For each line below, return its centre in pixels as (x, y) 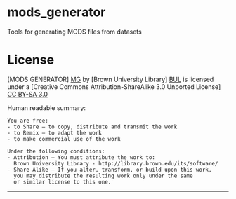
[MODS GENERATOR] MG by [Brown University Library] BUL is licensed (111, 79)
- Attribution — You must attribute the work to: (81, 157)
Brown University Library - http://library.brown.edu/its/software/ (116, 163)
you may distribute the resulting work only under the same (103, 176)
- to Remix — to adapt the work (54, 133)
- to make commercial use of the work (64, 139)
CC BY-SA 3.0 (27, 94)
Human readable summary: (47, 108)
